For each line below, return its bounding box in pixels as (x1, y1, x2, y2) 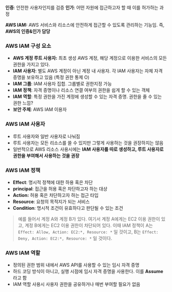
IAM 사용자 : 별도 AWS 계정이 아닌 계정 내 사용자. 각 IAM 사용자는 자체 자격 (12, 68, 163, 74)
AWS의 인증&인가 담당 (5, 28, 50, 34)
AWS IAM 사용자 (5, 120, 45, 127)
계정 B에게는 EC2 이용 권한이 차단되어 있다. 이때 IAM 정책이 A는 (25, 222, 153, 228)
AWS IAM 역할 (5, 249, 41, 256)
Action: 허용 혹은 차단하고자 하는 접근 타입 (12, 192, 99, 198)
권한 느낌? (12, 100, 33, 106)
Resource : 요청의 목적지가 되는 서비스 (12, 198, 90, 205)
